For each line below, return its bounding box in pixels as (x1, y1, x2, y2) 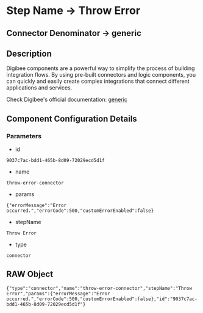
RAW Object (6, 269, 54, 280)
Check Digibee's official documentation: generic (6, 96, 128, 104)
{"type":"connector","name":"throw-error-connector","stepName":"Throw (6, 285, 192, 291)
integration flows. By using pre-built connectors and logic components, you (6, 71, 196, 79)
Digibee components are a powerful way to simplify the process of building (6, 65, 195, 72)
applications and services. (6, 84, 73, 91)
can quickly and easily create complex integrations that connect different (6, 77, 190, 85)
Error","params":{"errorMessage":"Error (6, 290, 111, 297)
